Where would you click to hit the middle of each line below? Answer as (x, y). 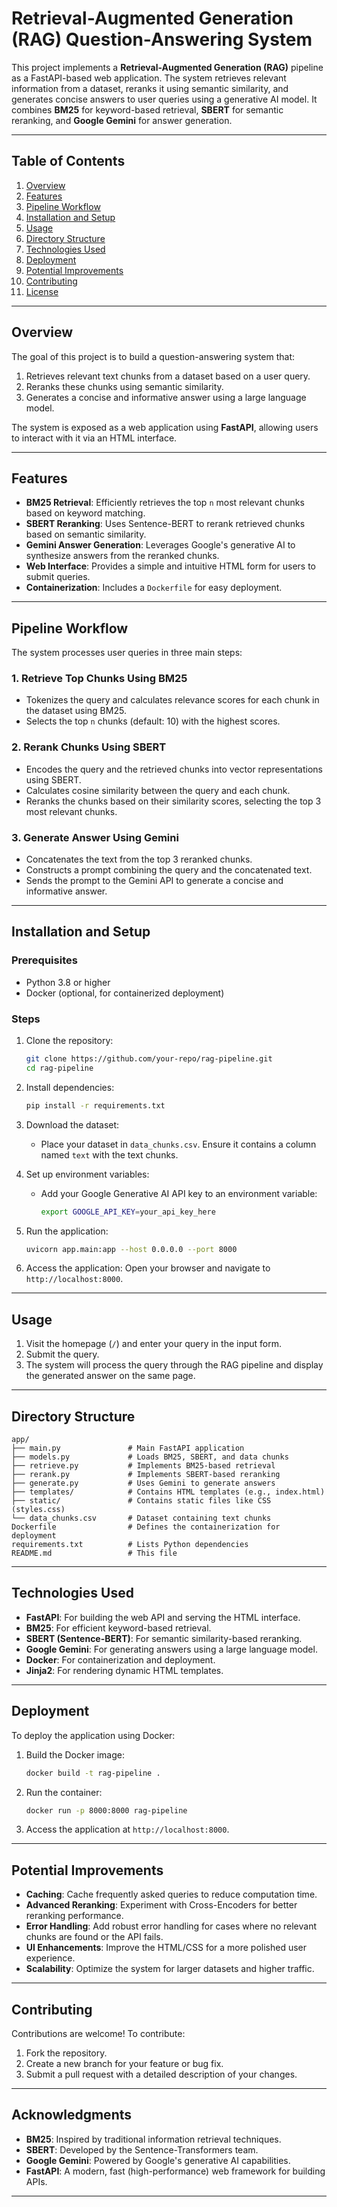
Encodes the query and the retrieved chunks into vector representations (174, 769)
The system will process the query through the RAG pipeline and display (174, 1365)
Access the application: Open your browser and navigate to (148, 1268)
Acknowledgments (72, 2115)
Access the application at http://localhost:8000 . (127, 1829)
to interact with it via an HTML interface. (94, 438)
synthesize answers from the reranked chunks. (122, 556)
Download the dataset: (72, 1124)
